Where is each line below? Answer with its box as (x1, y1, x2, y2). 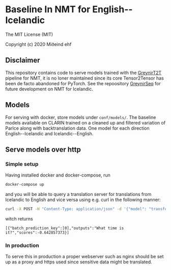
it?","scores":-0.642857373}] (5, 230, 70, 235)
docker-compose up (5, 182, 44, 187)
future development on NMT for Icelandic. (5, 86, 93, 92)
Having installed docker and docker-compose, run (5, 172, 111, 178)
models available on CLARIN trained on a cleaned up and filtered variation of (5, 119, 166, 126)
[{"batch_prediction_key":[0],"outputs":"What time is (5, 226, 124, 231)
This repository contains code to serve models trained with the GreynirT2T (5, 69, 162, 76)
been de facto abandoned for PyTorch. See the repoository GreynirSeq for (5, 80, 161, 86)
